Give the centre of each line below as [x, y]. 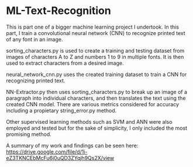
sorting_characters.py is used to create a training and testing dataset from [95, 50]
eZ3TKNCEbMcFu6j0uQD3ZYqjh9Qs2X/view [60, 158]
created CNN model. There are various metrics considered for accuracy [93, 104]
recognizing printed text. [36, 81]
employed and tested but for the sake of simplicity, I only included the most [97, 128]
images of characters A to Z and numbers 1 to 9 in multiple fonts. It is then [95, 57]
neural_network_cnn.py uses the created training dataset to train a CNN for [96, 74]
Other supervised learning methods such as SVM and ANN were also [89, 121]
